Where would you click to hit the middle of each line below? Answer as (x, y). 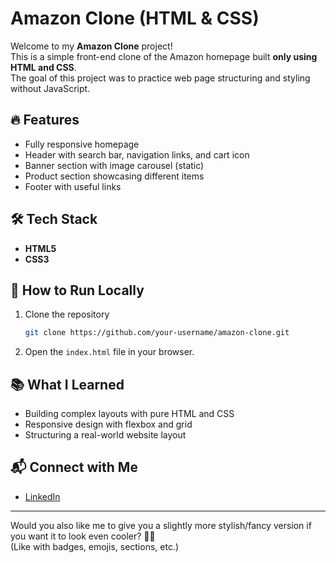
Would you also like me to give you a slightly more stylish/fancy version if (161, 525)
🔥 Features (45, 120)
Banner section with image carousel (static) (114, 165)
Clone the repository (67, 314)
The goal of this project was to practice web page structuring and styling (160, 78)
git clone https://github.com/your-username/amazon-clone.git (157, 333)
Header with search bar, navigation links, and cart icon (137, 154)
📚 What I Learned (67, 384)
